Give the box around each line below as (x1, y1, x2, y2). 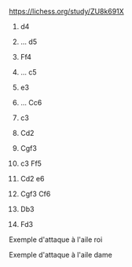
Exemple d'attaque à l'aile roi (9, 235, 103, 244)
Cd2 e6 (20, 174, 45, 183)
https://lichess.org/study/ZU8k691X (9, 7, 124, 16)
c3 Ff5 (20, 159, 42, 168)
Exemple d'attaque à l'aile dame (9, 251, 112, 259)
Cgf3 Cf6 (20, 189, 51, 199)
